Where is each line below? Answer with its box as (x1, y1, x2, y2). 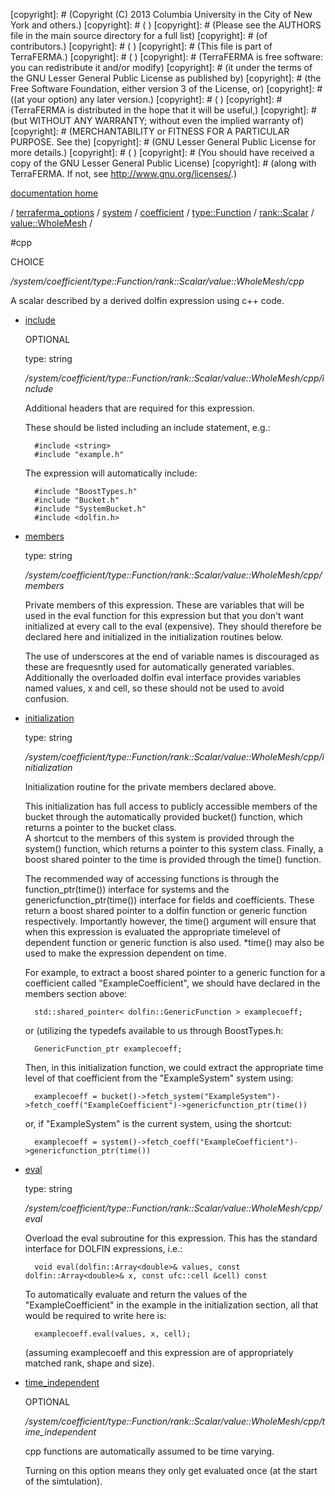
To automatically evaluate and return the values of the (24, 1289, 248, 1300)
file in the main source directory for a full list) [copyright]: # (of (10, 30, 268, 41)
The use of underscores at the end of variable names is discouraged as (24, 650, 320, 662)
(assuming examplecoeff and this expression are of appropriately (24, 1347, 294, 1358)
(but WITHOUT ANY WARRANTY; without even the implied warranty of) (10, 115, 305, 126)
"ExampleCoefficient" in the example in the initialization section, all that (24, 1299, 319, 1311)
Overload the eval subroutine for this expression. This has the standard (24, 1232, 318, 1244)
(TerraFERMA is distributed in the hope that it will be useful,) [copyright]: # (10, 104, 317, 116)
